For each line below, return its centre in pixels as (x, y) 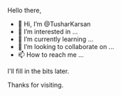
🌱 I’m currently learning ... (56, 39)
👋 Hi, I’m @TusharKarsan (54, 24)
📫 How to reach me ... (51, 55)
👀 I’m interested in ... (48, 32)
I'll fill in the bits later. (38, 71)
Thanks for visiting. (36, 85)
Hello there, (24, 10)
